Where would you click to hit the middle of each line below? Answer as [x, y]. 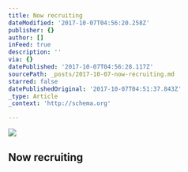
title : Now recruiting [45, 15]
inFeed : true [30, 45]
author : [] [26, 37]
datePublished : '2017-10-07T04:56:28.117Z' [81, 67]
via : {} [21, 60]
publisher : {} [32, 30]
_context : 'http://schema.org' [60, 103]
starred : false [33, 81]
